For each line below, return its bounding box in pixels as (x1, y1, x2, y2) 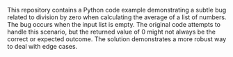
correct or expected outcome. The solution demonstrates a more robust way (7, 35, 227, 43)
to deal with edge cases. (7, 43, 78, 50)
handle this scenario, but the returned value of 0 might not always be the (7, 27, 216, 36)
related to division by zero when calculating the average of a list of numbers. (7, 13, 227, 21)
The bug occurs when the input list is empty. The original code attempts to (7, 21, 221, 28)
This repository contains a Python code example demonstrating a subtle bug (7, 6, 227, 14)
